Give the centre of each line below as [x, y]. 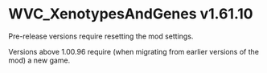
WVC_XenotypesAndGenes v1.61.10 [131, 14]
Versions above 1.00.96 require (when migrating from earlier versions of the [134, 51]
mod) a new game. [39, 60]
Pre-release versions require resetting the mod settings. [101, 36]
